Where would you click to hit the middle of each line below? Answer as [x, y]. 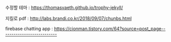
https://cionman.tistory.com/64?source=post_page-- [110, 29]
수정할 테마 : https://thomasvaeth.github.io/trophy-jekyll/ [64, 7]
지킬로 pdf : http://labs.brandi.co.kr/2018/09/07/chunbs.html [69, 18]
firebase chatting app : [29, 29]
